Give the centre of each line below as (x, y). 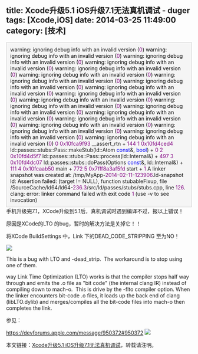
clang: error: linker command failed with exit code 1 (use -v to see (90, 194)
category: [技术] (36, 31)
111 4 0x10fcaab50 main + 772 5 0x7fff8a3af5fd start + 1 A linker (88, 168)
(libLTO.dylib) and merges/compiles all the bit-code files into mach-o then (96, 301)
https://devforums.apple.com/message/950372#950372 (75, 333)
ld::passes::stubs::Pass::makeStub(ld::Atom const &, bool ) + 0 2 (87, 150)
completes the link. (29, 308)
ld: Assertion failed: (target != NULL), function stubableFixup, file (89, 181)
